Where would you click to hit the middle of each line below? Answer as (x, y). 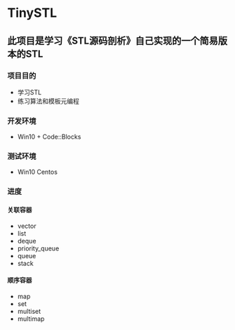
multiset (29, 311)
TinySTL (32, 13)
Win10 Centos (38, 172)
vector (27, 226)
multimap (31, 319)
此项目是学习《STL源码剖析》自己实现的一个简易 (113, 40)
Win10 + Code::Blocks (49, 137)
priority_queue (38, 248)
